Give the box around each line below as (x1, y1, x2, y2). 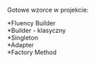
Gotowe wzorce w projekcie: (7, 6, 89, 14)
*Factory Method (7, 48, 57, 56)
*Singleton (7, 34, 38, 42)
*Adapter (7, 41, 35, 49)
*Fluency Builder (7, 19, 56, 27)
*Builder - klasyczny (7, 27, 66, 34)
